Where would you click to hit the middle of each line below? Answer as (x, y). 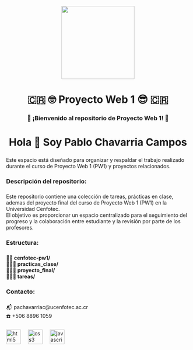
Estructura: (22, 242)
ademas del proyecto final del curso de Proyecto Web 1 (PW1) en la (87, 203)
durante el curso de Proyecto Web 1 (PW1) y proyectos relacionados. (88, 167)
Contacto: (20, 292)
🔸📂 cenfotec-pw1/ (28, 258)
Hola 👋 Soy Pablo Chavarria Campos (98, 142)
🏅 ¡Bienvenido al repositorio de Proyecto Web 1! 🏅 (98, 118)
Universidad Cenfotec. (33, 209)
